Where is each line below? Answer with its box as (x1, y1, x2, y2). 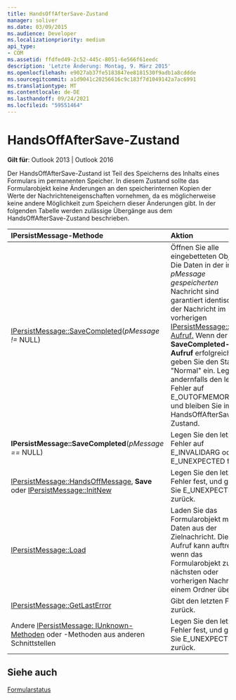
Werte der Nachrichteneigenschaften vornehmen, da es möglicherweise (7, 191, 216, 200)
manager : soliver (7, 17, 58, 24)
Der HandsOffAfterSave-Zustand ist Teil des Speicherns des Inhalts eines (7, 169, 220, 177)
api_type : (7, 43, 37, 50)
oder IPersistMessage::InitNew (11, 485, 112, 495)
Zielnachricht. (171, 532, 216, 542)
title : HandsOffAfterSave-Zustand (7, 10, 109, 18)
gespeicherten (171, 277, 219, 287)
